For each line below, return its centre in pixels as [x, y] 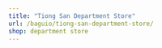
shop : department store [49, 31]
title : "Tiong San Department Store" [72, 16]
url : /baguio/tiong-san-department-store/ [81, 24]
